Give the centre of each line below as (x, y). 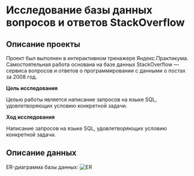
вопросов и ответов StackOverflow (96, 23)
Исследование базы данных (79, 10)
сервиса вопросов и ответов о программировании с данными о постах (96, 70)
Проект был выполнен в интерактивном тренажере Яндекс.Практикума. (97, 58)
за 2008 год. (22, 77)
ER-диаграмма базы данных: (42, 167)
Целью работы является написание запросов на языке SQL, (81, 99)
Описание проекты (43, 44)
